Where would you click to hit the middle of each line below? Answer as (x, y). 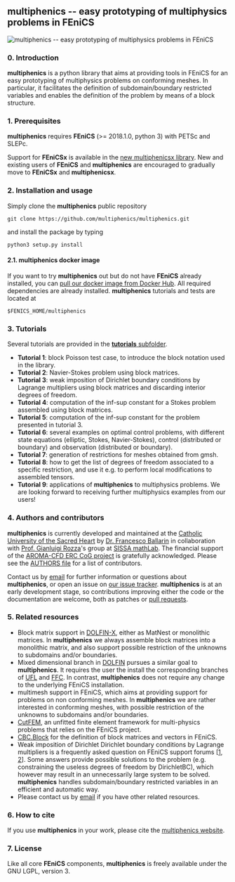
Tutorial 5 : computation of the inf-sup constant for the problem (109, 417)
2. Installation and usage (50, 190)
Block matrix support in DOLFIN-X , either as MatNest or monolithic (114, 633)
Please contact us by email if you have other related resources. (108, 796)
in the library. (36, 365)
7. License (25, 848)
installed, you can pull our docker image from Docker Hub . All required (109, 283)
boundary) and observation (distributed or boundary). (95, 447)
